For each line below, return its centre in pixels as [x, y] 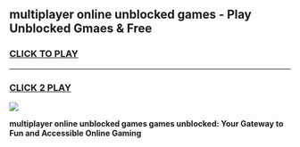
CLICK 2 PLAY [40, 87]
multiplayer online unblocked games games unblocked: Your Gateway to [146, 123]
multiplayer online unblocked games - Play [130, 15]
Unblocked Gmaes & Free [81, 29]
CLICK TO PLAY [44, 54]
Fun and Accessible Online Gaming [75, 133]
